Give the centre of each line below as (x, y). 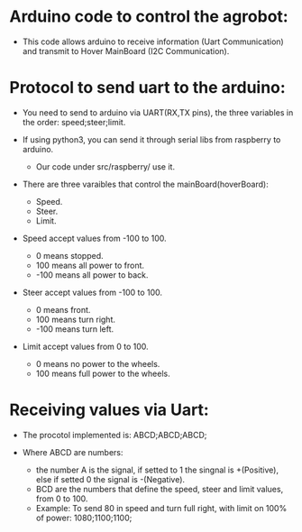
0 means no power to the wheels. (98, 363)
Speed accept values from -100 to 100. (94, 238)
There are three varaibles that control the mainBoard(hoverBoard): (145, 184)
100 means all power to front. (90, 265)
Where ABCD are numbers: (73, 452)
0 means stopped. (69, 255)
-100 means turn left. (75, 329)
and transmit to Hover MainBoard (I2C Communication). (126, 50)
